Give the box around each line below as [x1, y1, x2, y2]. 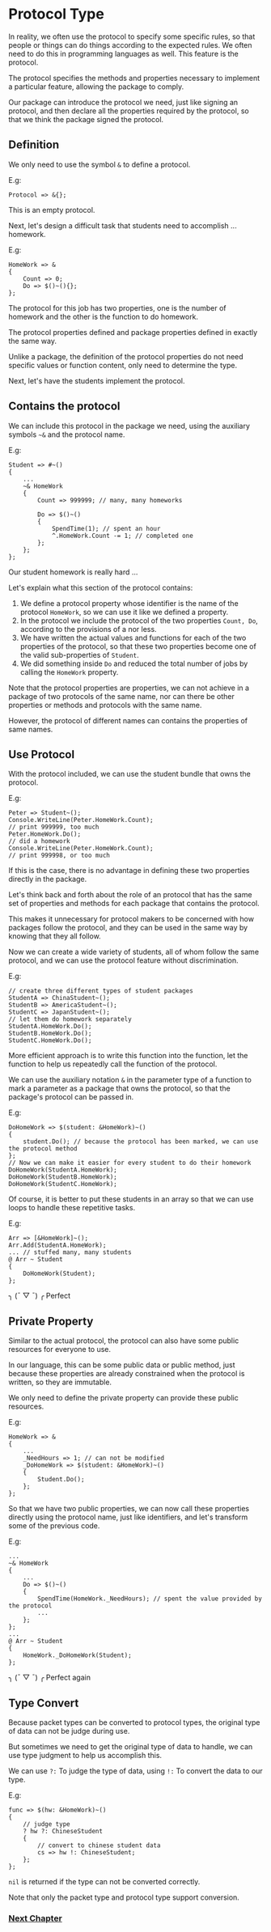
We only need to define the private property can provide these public [8, 1393, 239, 1403]
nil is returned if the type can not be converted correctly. [8, 1877, 201, 1886]
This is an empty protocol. [8, 205, 95, 214]
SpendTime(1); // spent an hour [51, 524, 161, 532]
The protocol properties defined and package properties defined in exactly [8, 327, 258, 337]
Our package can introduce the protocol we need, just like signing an [8, 97, 239, 107]
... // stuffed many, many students [8, 1248, 132, 1256]
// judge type [23, 1820, 70, 1828]
